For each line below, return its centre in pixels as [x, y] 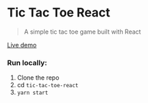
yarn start [33, 93]
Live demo [22, 45]
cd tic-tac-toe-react [48, 85]
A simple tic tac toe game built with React [83, 32]
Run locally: [27, 62]
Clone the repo [38, 78]
